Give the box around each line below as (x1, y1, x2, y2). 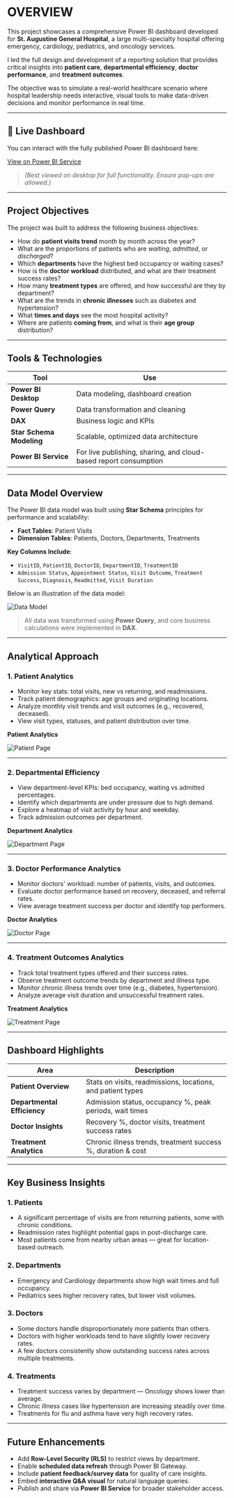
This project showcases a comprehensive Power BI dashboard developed (7, 27, 218, 36)
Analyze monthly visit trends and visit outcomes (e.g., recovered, (17, 701, 204, 710)
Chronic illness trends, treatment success (86, 1137, 221, 1146)
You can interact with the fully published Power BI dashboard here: (7, 143, 199, 152)
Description (134, 1065, 175, 1075)
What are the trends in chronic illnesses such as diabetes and (17, 296, 196, 304)
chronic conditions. (17, 1221, 73, 1229)
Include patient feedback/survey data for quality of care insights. (17, 1469, 208, 1477)
